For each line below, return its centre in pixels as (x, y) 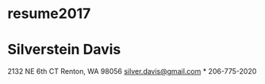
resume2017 (49, 14)
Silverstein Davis (64, 50)
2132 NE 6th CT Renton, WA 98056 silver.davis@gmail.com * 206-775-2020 (132, 71)
